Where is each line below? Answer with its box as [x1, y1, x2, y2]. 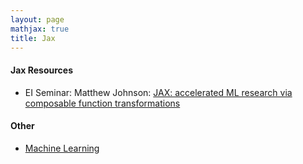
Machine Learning [24, 142, 100, 154]
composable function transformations [24, 97, 181, 109]
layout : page [10, 14, 65, 25]
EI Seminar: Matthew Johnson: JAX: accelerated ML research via [24, 86, 293, 98]
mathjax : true [10, 24, 70, 34]
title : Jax [10, 33, 56, 43]
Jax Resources [10, 64, 74, 76]
